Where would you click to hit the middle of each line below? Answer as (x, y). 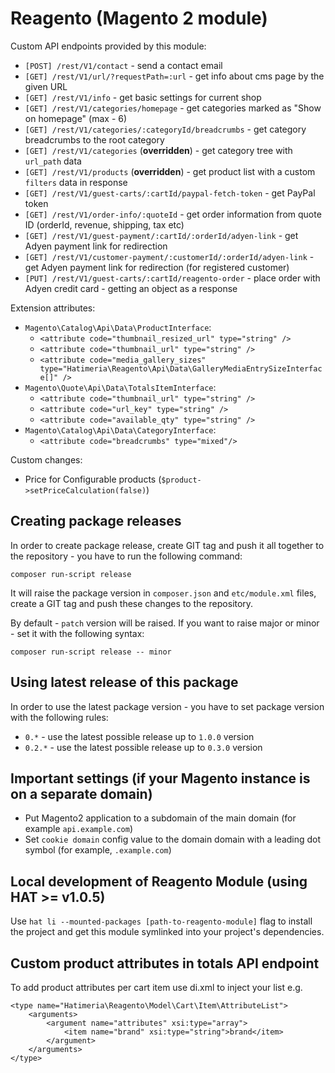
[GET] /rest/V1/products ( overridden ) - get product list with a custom (170, 171)
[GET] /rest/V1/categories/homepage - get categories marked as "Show (173, 108)
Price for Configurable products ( (93, 479)
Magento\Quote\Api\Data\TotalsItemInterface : (120, 387)
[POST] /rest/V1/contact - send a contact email (123, 65)
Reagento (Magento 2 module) (139, 18)
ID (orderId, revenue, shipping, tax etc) (104, 224)
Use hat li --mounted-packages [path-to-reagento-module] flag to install (161, 921)
